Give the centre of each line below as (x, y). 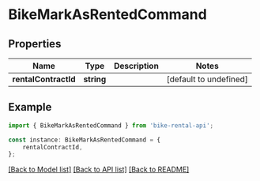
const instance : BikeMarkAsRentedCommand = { (84, 140)
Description (136, 66)
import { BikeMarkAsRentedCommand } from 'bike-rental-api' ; (111, 125)
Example (30, 107)
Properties (35, 44)
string (95, 79)
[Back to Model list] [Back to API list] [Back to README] (99, 170)
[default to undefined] (207, 79)
